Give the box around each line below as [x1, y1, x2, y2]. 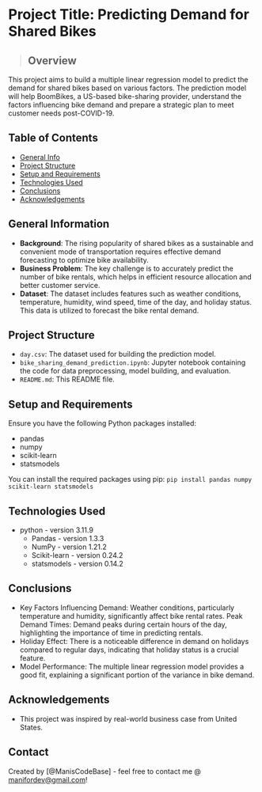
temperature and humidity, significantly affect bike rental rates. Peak [19, 611, 243, 620]
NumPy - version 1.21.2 [31, 542, 107, 551]
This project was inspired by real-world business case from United [19, 714, 237, 723]
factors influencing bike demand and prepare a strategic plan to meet [8, 100, 234, 109]
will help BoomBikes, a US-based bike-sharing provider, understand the [8, 92, 242, 100]
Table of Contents [8, 131, 99, 145]
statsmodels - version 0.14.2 [31, 559, 124, 569]
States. [19, 722, 44, 732]
